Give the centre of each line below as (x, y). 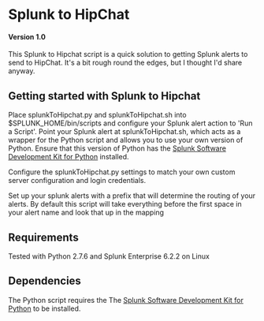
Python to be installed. (45, 308)
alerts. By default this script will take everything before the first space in (125, 204)
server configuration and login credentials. (77, 181)
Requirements (43, 237)
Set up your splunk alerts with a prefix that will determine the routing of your (132, 196)
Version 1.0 (27, 36)
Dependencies (45, 281)
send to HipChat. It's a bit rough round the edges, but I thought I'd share (125, 63)
